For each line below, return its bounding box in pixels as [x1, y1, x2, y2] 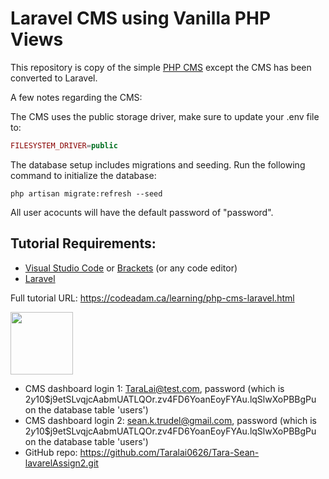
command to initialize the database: [10, 169, 157, 181]
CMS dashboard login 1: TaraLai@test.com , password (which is [24, 382, 285, 394]
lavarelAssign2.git [24, 457, 99, 469]
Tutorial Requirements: [10, 235, 157, 252]
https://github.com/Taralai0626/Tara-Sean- [79, 446, 260, 458]
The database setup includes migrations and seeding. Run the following [10, 158, 306, 171]
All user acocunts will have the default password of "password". [10, 206, 274, 218]
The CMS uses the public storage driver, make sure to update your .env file [10, 110, 320, 122]
